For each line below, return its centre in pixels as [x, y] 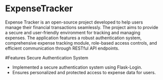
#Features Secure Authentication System [47, 57]
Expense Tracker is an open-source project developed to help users [74, 22]
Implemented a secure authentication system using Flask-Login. [77, 67]
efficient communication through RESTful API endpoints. [62, 48]
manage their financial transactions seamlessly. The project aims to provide [82, 27]
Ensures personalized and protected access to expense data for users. [84, 72]
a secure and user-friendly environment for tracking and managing [73, 32]
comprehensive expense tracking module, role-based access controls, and [81, 43]
